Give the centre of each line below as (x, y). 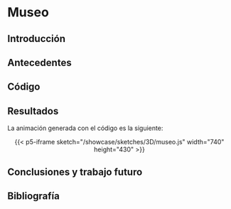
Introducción (37, 39)
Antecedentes (40, 62)
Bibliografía (34, 196)
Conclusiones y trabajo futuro (75, 172)
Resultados (33, 111)
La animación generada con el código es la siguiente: (85, 128)
